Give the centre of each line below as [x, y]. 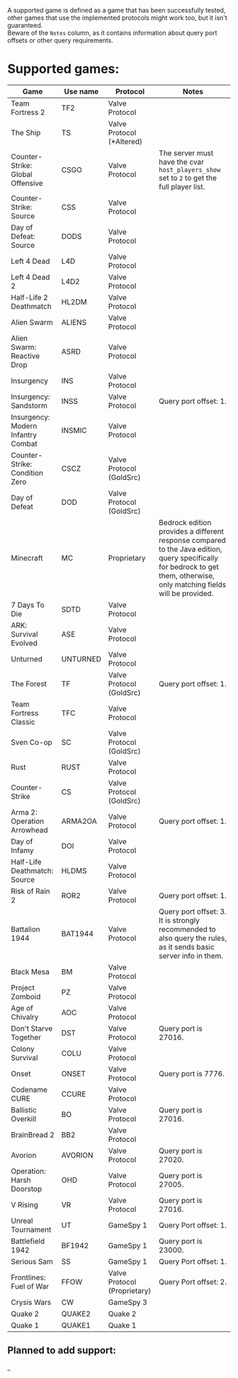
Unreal [22, 1221]
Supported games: [63, 69]
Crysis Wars [31, 1302]
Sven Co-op [32, 742]
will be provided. [186, 593]
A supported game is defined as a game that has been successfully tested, [117, 10]
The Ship [26, 133]
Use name [81, 91]
